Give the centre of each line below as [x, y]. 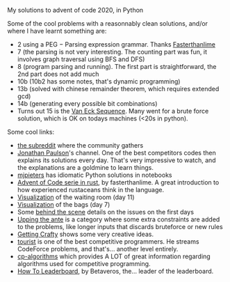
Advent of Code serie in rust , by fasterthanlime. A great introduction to [118, 182]
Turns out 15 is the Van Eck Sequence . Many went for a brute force [113, 111]
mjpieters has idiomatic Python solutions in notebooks [95, 175]
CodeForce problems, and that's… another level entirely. [98, 249]
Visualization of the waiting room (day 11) [76, 197]
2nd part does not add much [58, 74]
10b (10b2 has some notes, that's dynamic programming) [99, 81]
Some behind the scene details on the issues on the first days [106, 212]
